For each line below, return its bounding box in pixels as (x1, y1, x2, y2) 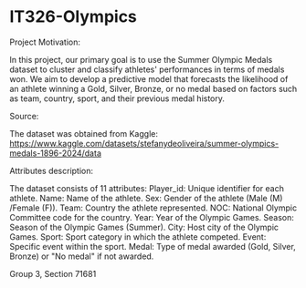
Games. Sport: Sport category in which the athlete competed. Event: (9, 231, 267, 242)
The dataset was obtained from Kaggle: (9, 128, 158, 139)
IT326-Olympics (9, 6, 137, 27)
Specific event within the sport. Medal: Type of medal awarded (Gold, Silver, (9, 241, 297, 252)
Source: (9, 110, 39, 121)
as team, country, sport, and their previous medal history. (9, 93, 226, 104)
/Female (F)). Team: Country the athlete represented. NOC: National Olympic (9, 202, 298, 213)
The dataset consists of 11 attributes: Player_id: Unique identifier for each (9, 182, 285, 193)
